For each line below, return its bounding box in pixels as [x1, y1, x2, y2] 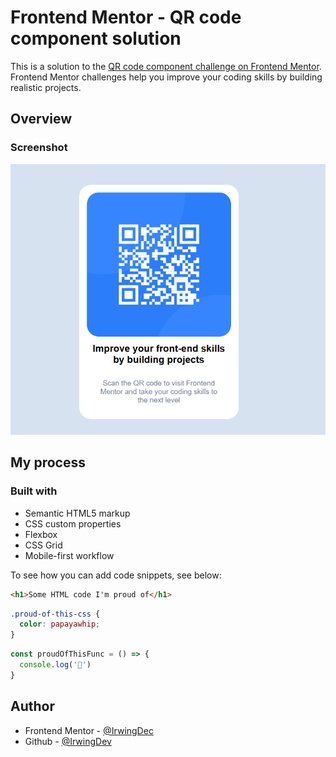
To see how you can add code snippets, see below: [10, 569, 222, 581]
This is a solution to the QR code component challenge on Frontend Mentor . [10, 60, 322, 72]
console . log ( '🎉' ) [19, 660, 92, 670]
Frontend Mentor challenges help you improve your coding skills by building [10, 71, 323, 83]
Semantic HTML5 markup [24, 507, 131, 519]
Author [10, 698, 55, 715]
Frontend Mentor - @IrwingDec [24, 724, 154, 736]
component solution [10, 27, 182, 50]
